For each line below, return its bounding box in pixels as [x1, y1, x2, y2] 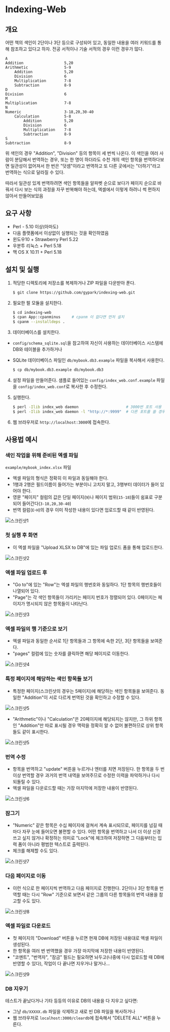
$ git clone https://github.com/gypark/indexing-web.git [12, 290, 136, 295]
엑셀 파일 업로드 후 [5, 569, 48, 576]
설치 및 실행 [5, 266, 39, 274]
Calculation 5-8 [14, 114, 71, 119]
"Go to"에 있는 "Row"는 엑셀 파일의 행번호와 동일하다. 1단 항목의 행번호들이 [12, 581, 162, 588]
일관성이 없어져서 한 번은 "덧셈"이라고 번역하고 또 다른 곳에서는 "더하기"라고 [10, 163, 161, 169]
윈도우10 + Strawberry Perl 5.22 [12, 236, 78, 242]
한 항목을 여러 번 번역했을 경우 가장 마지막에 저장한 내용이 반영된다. [12, 948, 145, 954]
